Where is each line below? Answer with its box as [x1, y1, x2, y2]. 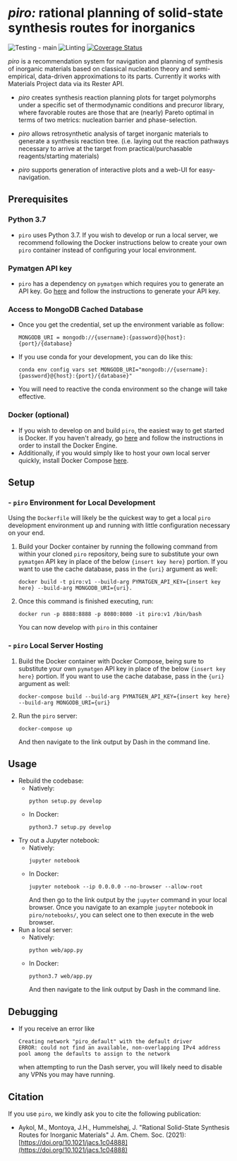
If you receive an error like [18, 1025, 95, 1033]
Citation [8, 1090, 44, 1102]
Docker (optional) [8, 410, 70, 420]
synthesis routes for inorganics [8, 20, 196, 36]
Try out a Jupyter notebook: [18, 836, 100, 845]
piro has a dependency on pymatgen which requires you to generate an [18, 279, 224, 287]
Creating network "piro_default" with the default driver [18, 1038, 193, 1045]
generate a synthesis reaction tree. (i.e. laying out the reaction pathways [18, 136, 229, 145]
